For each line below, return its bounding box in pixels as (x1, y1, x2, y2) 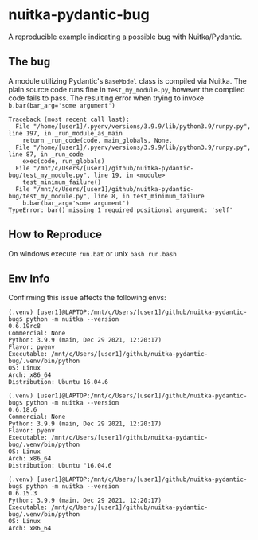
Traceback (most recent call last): (8, 115, 130, 123)
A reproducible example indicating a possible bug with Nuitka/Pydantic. (8, 32, 243, 41)
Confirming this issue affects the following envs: (8, 293, 166, 303)
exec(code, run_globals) (22, 157, 105, 165)
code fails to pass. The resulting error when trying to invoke (8, 93, 205, 103)
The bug (8, 55, 51, 68)
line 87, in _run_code (8, 150, 84, 158)
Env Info (8, 272, 50, 285)
